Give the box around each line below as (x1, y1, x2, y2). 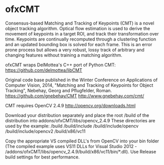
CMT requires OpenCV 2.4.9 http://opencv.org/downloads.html (5, 102, 136, 108)
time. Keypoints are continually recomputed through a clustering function (5, 36, 156, 42)
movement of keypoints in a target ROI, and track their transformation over (5, 31, 159, 37)
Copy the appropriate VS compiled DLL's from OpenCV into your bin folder (5, 138, 159, 144)
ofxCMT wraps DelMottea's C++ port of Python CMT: (5, 62, 116, 68)
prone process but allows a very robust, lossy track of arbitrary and (5, 47, 144, 53)
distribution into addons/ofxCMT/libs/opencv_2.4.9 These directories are (5, 117, 155, 123)
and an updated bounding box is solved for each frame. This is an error (5, 41, 152, 47)
